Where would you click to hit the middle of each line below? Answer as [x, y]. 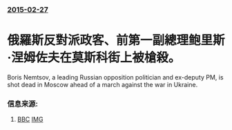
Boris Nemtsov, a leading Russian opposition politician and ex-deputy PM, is [115, 77]
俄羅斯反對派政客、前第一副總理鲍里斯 [116, 40]
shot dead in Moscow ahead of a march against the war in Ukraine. [103, 84]
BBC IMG [30, 120]
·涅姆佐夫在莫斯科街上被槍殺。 [94, 58]
